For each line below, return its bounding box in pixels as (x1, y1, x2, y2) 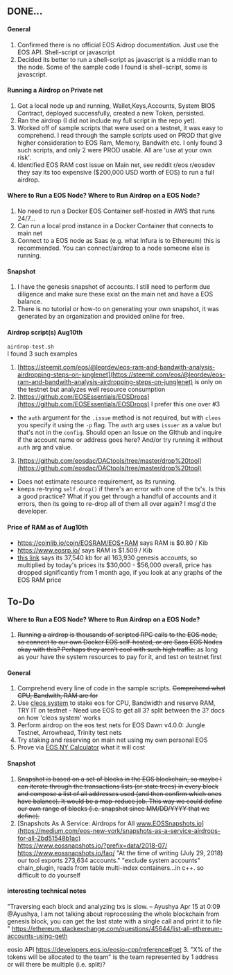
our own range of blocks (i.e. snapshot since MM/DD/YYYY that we (17, 804, 210, 813)
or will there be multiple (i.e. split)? (7, 960, 106, 968)
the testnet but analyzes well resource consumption (17, 386, 166, 394)
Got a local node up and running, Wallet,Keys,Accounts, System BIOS (17, 101, 216, 110)
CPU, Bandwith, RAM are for (17, 692, 98, 700)
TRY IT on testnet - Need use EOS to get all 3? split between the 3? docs (17, 706, 225, 715)
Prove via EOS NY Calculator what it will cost (17, 743, 146, 752)
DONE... (7, 6, 43, 17)
